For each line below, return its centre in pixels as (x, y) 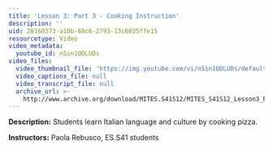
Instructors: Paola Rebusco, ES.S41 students (84, 138)
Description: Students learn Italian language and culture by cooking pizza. (133, 122)
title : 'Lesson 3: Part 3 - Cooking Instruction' (94, 16)
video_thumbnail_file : (54, 69)
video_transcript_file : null (65, 84)
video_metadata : (36, 46)
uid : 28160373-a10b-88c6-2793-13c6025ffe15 (83, 31)
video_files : (30, 62)
